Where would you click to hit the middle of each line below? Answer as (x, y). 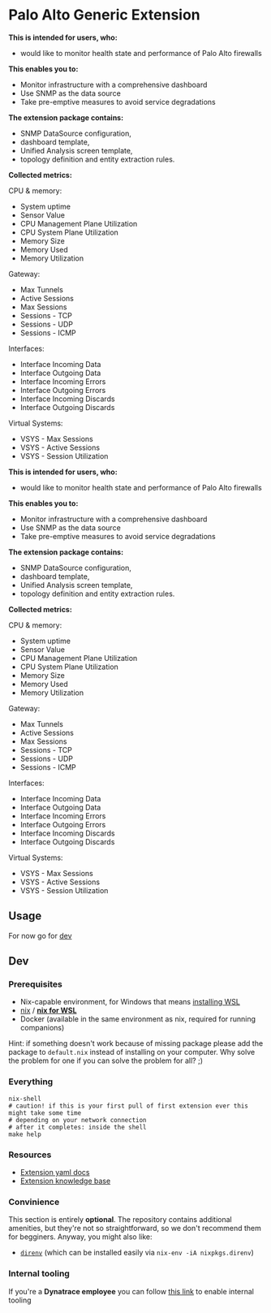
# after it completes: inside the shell (78, 1127)
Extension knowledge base (65, 1181)
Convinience (34, 1202)
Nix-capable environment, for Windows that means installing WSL (130, 1002)
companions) (42, 1028)
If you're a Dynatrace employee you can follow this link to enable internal (131, 1291)
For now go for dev (40, 935)
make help (25, 1134)
